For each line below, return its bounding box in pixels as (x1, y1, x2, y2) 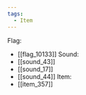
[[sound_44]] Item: (17, 72, 72, 81)
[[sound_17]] (17, 65, 54, 73)
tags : (7, 10, 23, 18)
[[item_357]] (17, 80, 54, 88)
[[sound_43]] (17, 57, 56, 65)
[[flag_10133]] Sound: (17, 50, 80, 58)
